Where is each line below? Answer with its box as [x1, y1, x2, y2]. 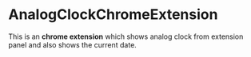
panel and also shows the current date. [8, 40, 137, 49]
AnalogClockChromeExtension [8, 6, 218, 24]
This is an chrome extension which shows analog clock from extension [8, 32, 244, 41]
